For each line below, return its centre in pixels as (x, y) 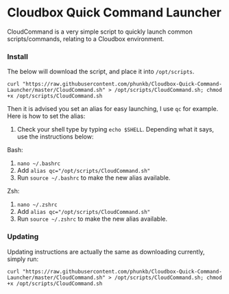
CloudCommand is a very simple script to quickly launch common (100, 32)
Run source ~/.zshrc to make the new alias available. (92, 219)
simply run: (23, 259)
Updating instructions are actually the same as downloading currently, (106, 252)
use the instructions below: (55, 137)
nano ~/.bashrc (39, 164)
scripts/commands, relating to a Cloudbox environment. (86, 38)
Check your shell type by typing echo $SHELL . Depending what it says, (116, 130)
